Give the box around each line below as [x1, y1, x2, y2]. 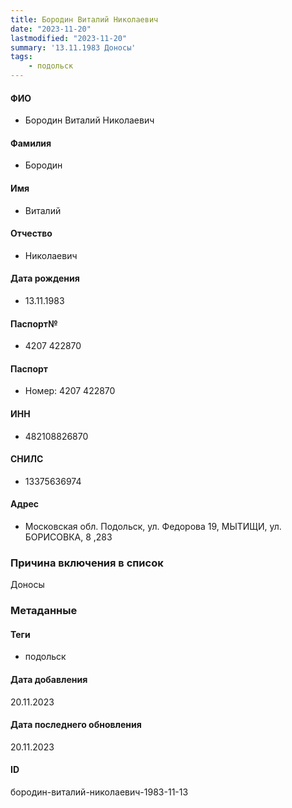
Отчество [10, 227, 53, 240]
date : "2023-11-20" [10, 24, 92, 34]
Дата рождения [10, 272, 80, 285]
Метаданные [10, 604, 78, 618]
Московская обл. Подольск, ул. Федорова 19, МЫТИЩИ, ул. [24, 521, 282, 533]
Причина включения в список [10, 556, 164, 570]
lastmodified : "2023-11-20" [10, 33, 128, 43]
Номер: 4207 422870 [24, 385, 116, 397]
